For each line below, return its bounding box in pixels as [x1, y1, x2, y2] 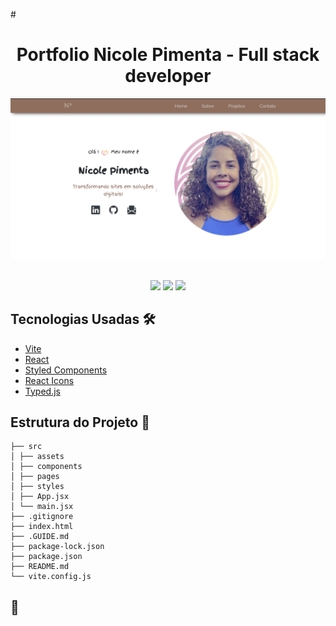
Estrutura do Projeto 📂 [10, 414, 150, 431]
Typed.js [24, 385, 61, 397]
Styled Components [24, 364, 108, 376]
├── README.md [10, 562, 70, 572]
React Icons [24, 374, 75, 386]
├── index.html [10, 522, 74, 532]
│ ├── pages [10, 472, 60, 482]
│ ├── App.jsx [10, 492, 70, 502]
